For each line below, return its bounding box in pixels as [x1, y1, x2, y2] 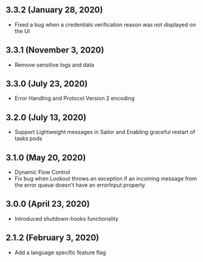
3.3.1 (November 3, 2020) [5, 45, 105, 55]
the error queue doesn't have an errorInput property [14, 181, 145, 189]
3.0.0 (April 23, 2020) [5, 199, 90, 209]
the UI [14, 27, 30, 35]
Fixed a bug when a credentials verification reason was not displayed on [14, 21, 196, 28]
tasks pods [14, 135, 43, 142]
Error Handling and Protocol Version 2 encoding [14, 95, 135, 102]
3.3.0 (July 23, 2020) [5, 79, 88, 89]
